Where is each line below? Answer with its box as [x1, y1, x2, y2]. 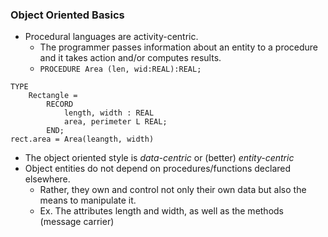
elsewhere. [24, 173, 71, 185]
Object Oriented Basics [10, 8, 125, 22]
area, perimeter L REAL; [63, 117, 168, 127]
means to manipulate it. [39, 194, 137, 207]
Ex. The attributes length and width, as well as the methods [39, 205, 285, 217]
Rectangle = [28, 91, 78, 101]
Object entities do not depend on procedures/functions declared [24, 163, 292, 175]
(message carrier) [39, 216, 115, 228]
